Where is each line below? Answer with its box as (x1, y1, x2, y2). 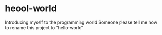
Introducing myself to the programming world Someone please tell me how (5, 19, 157, 25)
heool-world (5, 3, 57, 14)
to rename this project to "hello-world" (5, 24, 84, 30)
